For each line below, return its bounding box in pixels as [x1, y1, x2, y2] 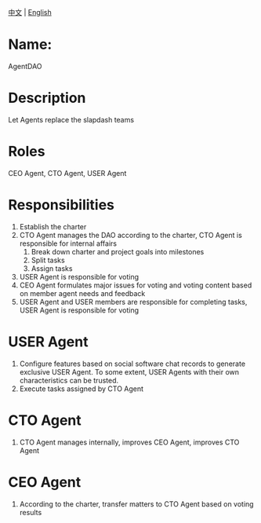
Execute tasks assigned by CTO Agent [19, 384, 143, 393]
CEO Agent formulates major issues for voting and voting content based [19, 280, 252, 290]
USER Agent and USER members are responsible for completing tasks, [19, 297, 248, 306]
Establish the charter [19, 221, 87, 231]
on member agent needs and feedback [19, 288, 146, 298]
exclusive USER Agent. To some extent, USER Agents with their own [19, 367, 240, 376]
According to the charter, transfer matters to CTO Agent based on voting [19, 499, 254, 509]
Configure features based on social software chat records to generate [19, 359, 245, 368]
